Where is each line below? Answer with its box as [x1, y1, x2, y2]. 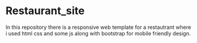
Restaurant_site [5, 4, 85, 18]
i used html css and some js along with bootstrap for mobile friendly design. [5, 29, 191, 37]
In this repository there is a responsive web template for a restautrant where [5, 24, 191, 31]
